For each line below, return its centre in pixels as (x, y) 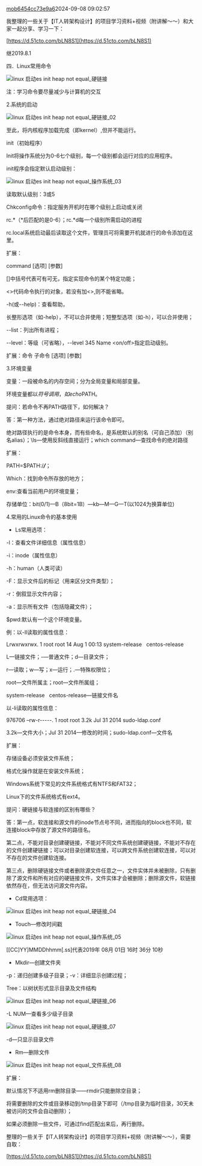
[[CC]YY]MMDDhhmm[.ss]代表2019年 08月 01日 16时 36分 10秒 (85, 950)
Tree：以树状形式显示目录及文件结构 (51, 988)
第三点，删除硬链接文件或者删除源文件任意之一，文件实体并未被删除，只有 (98, 870)
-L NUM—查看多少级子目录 (40, 1014)
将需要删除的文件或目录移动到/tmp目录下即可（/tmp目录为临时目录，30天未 (100, 1104)
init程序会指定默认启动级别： (41, 169)
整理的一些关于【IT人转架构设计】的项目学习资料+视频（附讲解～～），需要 (99, 1137)
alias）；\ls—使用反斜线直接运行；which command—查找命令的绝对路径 (99, 440)
